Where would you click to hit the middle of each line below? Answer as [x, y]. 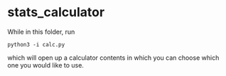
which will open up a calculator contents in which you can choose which [113, 58]
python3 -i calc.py [36, 44]
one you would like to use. [45, 65]
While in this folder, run [41, 32]
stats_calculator [56, 12]
